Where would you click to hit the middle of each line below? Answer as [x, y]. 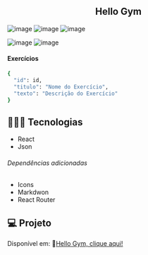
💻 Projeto [29, 223]
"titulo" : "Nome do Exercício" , [61, 87]
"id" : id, [28, 80]
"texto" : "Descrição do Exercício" [66, 93]
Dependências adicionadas [48, 163]
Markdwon [33, 192]
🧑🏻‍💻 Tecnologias [45, 122]
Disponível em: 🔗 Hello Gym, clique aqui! [65, 244]
